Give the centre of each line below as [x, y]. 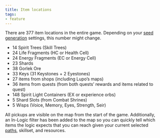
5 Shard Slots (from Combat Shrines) [50, 100]
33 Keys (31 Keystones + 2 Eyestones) [51, 74]
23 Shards [23, 63]
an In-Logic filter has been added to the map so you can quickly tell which [80, 120]
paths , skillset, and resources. [35, 131]
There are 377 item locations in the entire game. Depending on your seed [79, 33]
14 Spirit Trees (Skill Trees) [39, 48]
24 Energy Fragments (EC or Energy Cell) [54, 58]
